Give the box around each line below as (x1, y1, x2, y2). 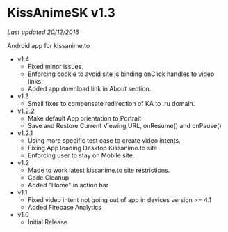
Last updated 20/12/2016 (7, 28, 79, 36)
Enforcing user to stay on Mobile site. (27, 151, 135, 160)
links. (27, 77, 43, 85)
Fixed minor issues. (27, 62, 83, 70)
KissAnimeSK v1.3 (7, 5, 116, 21)
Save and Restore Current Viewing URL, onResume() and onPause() (27, 121, 222, 130)
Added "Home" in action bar (27, 180, 109, 189)
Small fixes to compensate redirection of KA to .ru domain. (27, 99, 195, 107)
